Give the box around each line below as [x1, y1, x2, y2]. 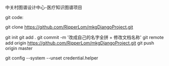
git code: [5, 14, 24, 20]
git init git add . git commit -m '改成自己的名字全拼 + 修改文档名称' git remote [5, 34, 164, 40]
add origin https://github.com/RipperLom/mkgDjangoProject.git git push [5, 40, 154, 46]
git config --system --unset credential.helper [5, 55, 99, 61]
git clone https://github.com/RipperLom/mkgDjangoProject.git [5, 24, 133, 30]
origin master [5, 45, 33, 51]
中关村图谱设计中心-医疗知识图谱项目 [5, 4, 82, 10]
